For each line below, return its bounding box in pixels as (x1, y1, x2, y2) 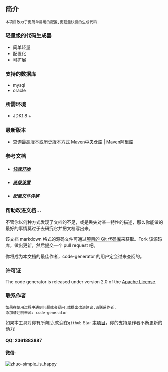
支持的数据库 (5, 71, 37, 78)
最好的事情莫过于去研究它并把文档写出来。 (5, 225, 93, 232)
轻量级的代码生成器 (5, 32, 52, 39)
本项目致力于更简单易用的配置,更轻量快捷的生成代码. (5, 19, 99, 24)
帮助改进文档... (5, 207, 42, 214)
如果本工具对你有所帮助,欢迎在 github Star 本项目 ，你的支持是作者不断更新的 (5, 319, 163, 325)
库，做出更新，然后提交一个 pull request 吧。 (5, 242, 98, 249)
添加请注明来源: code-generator (5, 310, 68, 315)
